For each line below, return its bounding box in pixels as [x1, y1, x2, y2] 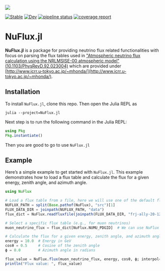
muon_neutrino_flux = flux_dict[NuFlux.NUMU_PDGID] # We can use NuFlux [5, 225, 160, 230]
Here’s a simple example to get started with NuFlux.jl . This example [5, 169, 143, 175]
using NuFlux [5, 189, 32, 194]
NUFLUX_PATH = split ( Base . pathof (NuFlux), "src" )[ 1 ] [5, 203, 115, 208]
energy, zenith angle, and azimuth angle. [5, 180, 87, 185]
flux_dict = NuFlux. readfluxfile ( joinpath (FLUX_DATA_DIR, [5, 211, 126, 216]
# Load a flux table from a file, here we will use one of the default [5, 198, 155, 203]
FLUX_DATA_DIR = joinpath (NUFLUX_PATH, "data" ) [5, 207, 105, 212]
